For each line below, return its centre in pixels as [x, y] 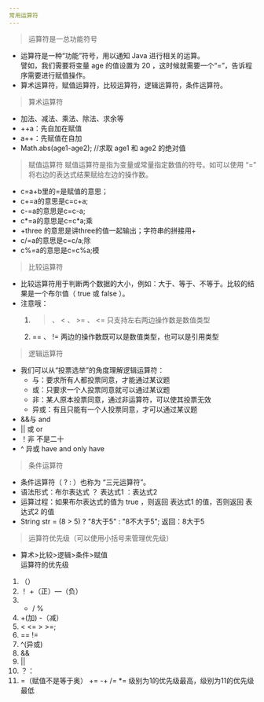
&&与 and [35, 419]
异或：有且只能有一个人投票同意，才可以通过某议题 [115, 409]
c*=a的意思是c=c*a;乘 [57, 220]
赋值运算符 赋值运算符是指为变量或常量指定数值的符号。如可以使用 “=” [142, 164]
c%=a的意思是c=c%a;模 [60, 250]
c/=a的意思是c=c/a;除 [55, 240]
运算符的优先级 [44, 564]
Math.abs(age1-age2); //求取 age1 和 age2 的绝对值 [103, 148]
